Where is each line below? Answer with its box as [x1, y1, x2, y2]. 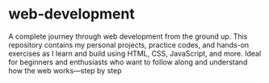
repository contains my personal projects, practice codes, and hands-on [8, 39, 250, 49]
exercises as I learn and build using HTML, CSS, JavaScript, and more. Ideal [8, 48, 262, 58]
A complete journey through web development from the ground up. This [8, 31, 248, 41]
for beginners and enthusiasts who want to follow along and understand [8, 57, 248, 67]
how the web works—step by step [8, 65, 122, 75]
